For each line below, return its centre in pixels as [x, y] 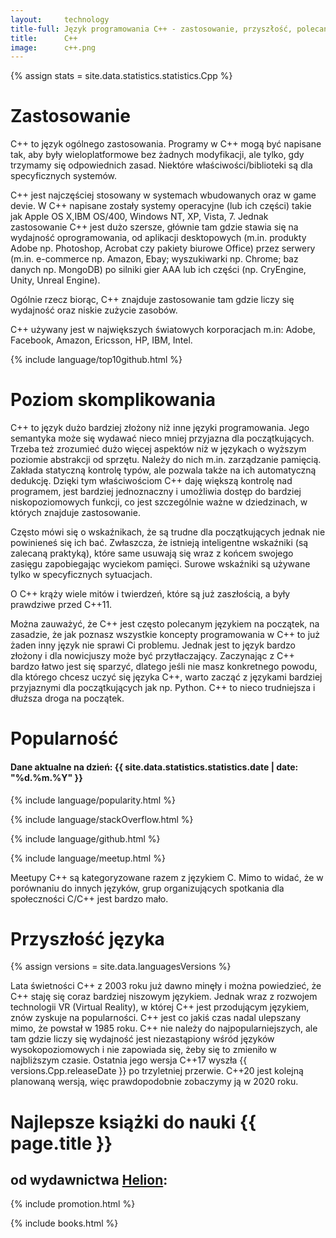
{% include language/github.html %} [85, 838]
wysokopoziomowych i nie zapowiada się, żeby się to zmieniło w [144, 1050]
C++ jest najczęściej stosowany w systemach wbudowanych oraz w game [163, 195]
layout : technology [60, 19]
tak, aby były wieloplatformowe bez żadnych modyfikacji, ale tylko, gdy [157, 155]
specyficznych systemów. [64, 176]
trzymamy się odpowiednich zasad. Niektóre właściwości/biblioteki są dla [161, 165]
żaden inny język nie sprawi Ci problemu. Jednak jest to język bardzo [153, 645]
